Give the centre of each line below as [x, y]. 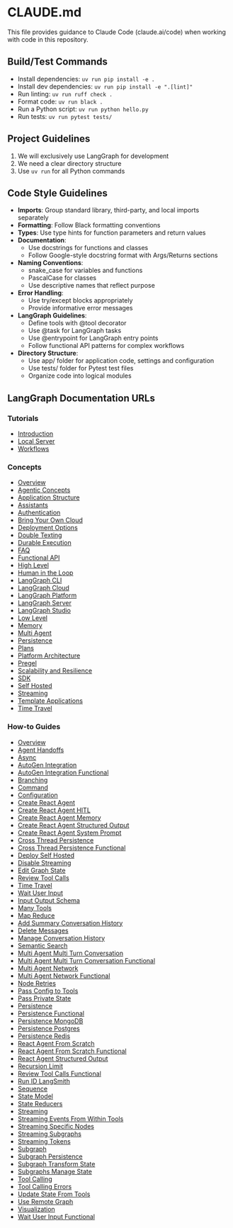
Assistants [33, 505]
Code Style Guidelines [57, 193]
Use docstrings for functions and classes [88, 248]
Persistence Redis [44, 1036]
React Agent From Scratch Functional [72, 1051]
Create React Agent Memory [59, 817]
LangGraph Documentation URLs [81, 398]
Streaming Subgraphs [49, 1134]
